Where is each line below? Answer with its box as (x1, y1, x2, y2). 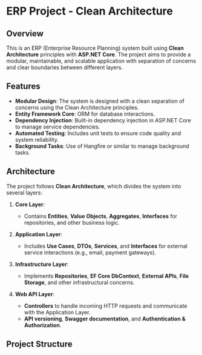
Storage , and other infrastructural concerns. (24, 279, 135, 286)
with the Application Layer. (24, 308, 91, 316)
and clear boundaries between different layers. (6, 64, 123, 71)
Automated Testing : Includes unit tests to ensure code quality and (15, 129, 181, 137)
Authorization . (24, 321, 62, 328)
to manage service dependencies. (15, 123, 100, 130)
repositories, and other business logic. (24, 219, 120, 226)
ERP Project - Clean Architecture (6, 4, 174, 18)
